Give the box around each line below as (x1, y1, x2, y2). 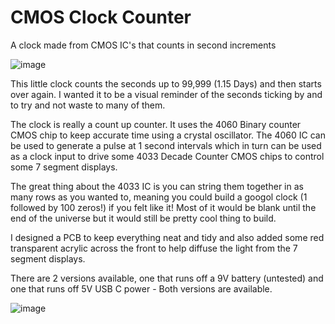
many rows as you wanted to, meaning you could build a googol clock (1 (10, 191, 308, 203)
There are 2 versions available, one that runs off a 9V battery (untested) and (10, 272, 324, 284)
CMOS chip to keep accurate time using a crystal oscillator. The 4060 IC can (10, 129, 326, 141)
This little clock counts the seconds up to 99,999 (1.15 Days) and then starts (10, 77, 322, 90)
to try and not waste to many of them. (10, 99, 166, 111)
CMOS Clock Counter (10, 6, 192, 29)
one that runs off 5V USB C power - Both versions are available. (10, 282, 273, 295)
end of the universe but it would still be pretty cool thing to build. (10, 212, 277, 224)
